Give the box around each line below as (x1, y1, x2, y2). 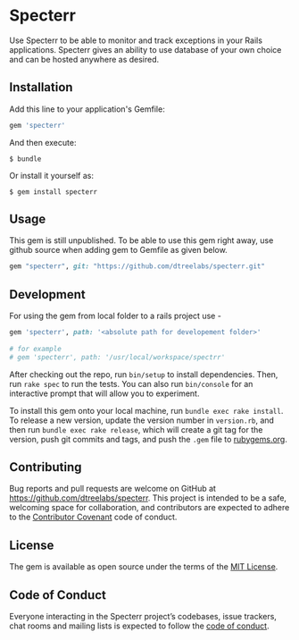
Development (9, 287, 87, 302)
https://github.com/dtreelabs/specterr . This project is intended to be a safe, (9, 493, 287, 503)
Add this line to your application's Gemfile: (9, 104, 165, 114)
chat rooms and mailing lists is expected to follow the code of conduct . (9, 620, 270, 631)
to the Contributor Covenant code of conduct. (9, 511, 178, 523)
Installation (9, 80, 73, 95)
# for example (9, 344, 62, 353)
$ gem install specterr (9, 187, 98, 197)
